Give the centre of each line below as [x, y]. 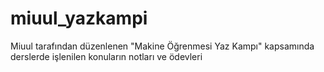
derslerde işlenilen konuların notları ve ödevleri [106, 56]
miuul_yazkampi [79, 18]
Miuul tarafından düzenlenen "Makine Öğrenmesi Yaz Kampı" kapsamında [162, 46]
